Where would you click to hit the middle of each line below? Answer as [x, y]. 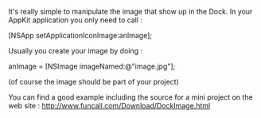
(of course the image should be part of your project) [93, 82]
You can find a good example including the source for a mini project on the [130, 97]
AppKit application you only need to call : [76, 20]
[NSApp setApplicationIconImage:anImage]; [80, 35]
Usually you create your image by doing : [76, 51]
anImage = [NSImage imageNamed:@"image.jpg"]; [92, 66]
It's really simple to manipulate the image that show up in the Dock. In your [130, 12]
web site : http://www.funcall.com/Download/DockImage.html [109, 106]
